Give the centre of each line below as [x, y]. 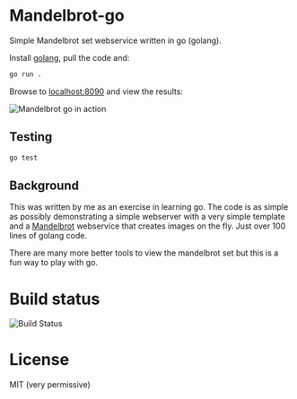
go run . [26, 74]
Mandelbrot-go [67, 16]
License [39, 360]
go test [24, 158]
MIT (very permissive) [50, 385]
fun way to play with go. [54, 263]
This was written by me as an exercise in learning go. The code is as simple [149, 207]
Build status [55, 299]
